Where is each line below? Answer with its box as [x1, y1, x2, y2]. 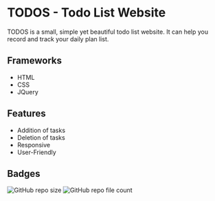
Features [7, 108, 46, 120]
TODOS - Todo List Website [7, 5, 166, 21]
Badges [7, 167, 41, 180]
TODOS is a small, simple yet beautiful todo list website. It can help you [7, 28, 209, 36]
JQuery [16, 87, 39, 96]
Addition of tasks [16, 126, 66, 134]
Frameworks [7, 55, 63, 67]
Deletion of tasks [16, 133, 65, 142]
